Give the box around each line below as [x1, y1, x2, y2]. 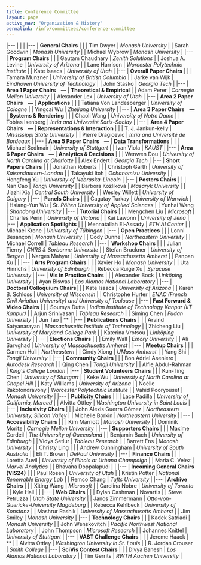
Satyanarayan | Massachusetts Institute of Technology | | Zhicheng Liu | [6, 322, 184, 330]
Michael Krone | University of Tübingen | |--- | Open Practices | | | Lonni [6, 227, 185, 234]
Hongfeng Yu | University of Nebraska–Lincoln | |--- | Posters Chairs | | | [6, 176, 187, 183]
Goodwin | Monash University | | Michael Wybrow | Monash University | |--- [6, 49, 194, 56]
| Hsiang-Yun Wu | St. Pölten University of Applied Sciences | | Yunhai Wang [6, 202, 194, 209]
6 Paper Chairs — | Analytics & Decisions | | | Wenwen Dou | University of [6, 151, 194, 158]
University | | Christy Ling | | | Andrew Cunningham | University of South [6, 444, 184, 451]
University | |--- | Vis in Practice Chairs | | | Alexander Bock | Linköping [6, 271, 183, 279]
